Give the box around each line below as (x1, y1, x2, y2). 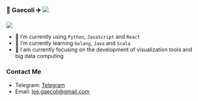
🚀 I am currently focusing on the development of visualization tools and (14, 46, 193, 53)
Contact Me (6, 68, 42, 76)
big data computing (14, 53, 64, 60)
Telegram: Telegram (14, 81, 65, 88)
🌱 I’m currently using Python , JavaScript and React (14, 33, 141, 41)
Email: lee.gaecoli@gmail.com (14, 88, 90, 95)
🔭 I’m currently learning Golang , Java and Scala (14, 39, 131, 47)
